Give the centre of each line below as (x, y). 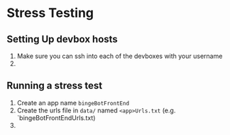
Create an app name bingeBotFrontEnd (73, 102)
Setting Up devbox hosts (62, 39)
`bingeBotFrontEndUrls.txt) (56, 117)
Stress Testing (50, 13)
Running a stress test (55, 86)
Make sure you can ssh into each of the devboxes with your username (120, 56)
